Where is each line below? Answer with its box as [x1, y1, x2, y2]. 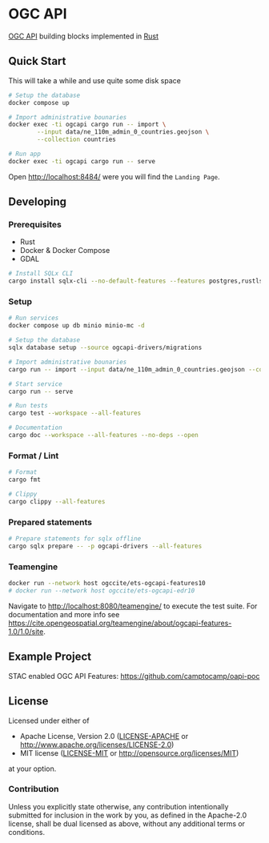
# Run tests [8, 402, 48, 410]
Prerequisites [8, 219, 62, 231]
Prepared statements [8, 516, 92, 528]
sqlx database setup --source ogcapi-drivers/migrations [8, 343, 203, 352]
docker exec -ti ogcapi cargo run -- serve [8, 157, 156, 165]
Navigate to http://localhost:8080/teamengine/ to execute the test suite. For [8, 601, 258, 611]
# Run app [8, 150, 42, 158]
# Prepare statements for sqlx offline [8, 535, 142, 543]
